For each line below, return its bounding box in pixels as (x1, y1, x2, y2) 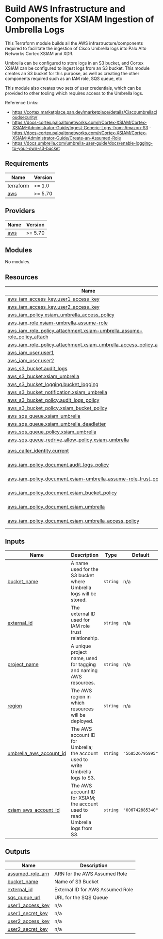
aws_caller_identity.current (7, 448, 69, 454)
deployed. (70, 718, 94, 724)
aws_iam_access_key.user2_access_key (7, 304, 100, 311)
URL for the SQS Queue (54, 894, 108, 900)
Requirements (5, 159, 49, 168)
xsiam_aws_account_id (7, 807, 60, 813)
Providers (5, 207, 35, 215)
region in (70, 693, 91, 700)
